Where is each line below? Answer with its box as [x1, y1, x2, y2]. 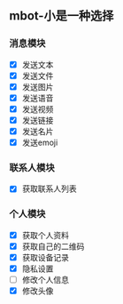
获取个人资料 [21, 229, 69, 240]
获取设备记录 [21, 252, 69, 262]
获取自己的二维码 [21, 241, 85, 252]
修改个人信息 [21, 275, 69, 285]
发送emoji [21, 137, 58, 148]
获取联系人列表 [21, 183, 77, 194]
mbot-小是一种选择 [9, 8, 114, 24]
